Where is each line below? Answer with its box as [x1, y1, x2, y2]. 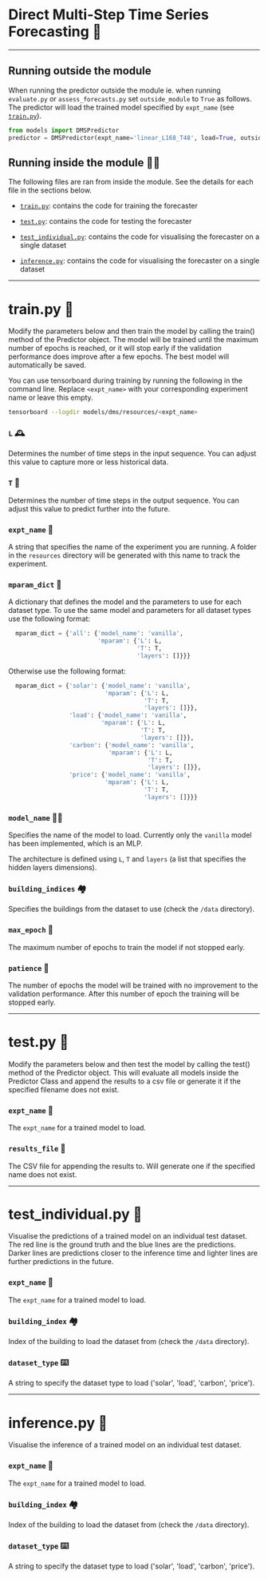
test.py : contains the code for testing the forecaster [19, 217, 192, 226]
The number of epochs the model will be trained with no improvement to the [8, 980, 258, 990]
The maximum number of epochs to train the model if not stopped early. [8, 942, 246, 952]
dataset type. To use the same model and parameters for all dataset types [8, 606, 251, 615]
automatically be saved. [8, 360, 86, 370]
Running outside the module [8, 64, 152, 78]
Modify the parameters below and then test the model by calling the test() [8, 1059, 250, 1068]
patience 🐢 [8, 962, 49, 973]
